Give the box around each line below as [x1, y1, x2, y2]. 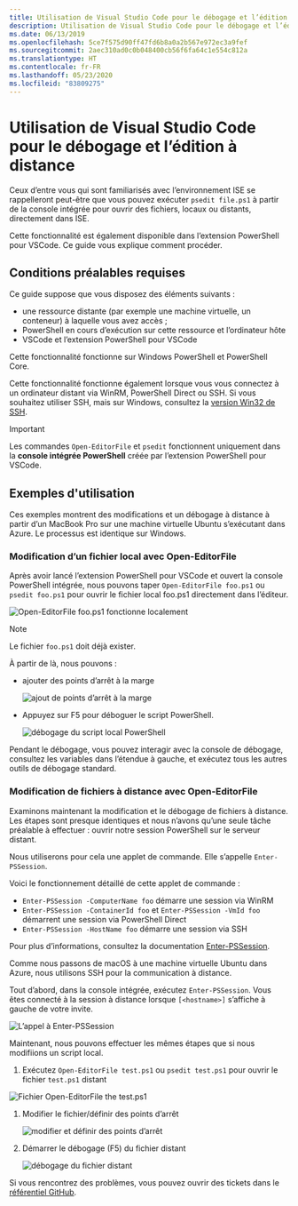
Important [9, 424, 45, 435]
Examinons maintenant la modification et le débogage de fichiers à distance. [9, 805, 288, 816]
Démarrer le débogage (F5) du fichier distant [21, 1143, 186, 1154]
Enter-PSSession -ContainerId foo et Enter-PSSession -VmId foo [21, 904, 261, 915]
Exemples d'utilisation [9, 485, 135, 500]
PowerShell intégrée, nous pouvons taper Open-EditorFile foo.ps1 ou [9, 579, 265, 591]
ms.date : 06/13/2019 [9, 29, 86, 38]
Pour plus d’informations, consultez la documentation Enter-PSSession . [9, 940, 271, 951]
